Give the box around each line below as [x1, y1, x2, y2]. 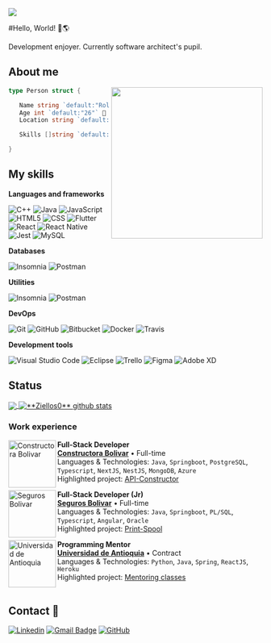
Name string [19, 101, 60, 109]
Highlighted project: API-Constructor [57, 474, 179, 483]
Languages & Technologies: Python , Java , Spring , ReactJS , [57, 557, 248, 566]
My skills [8, 168, 55, 182]
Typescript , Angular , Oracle [57, 515, 149, 524]
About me [8, 65, 59, 79]
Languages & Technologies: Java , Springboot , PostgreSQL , [57, 457, 248, 466]
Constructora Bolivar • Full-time [57, 448, 166, 457]
